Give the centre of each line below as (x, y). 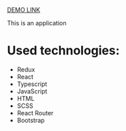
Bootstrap (31, 120)
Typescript (32, 84)
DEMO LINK (24, 10)
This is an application (37, 23)
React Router (35, 113)
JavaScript (32, 91)
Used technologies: (64, 51)
